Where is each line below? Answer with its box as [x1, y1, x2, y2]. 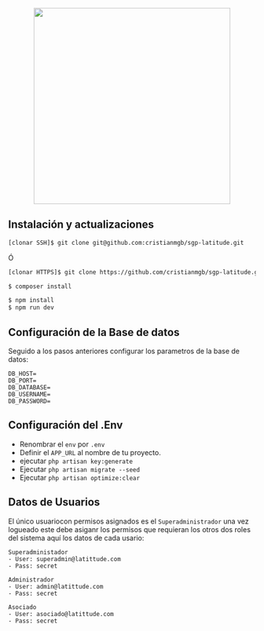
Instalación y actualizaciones [8, 218, 155, 232]
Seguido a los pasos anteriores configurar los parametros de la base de [8, 346, 240, 356]
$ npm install [8, 297, 55, 305]
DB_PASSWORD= [8, 397, 51, 405]
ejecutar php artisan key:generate [19, 456, 134, 465]
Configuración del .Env [8, 418, 123, 432]
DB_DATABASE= [8, 384, 51, 392]
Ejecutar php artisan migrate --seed [19, 464, 140, 474]
